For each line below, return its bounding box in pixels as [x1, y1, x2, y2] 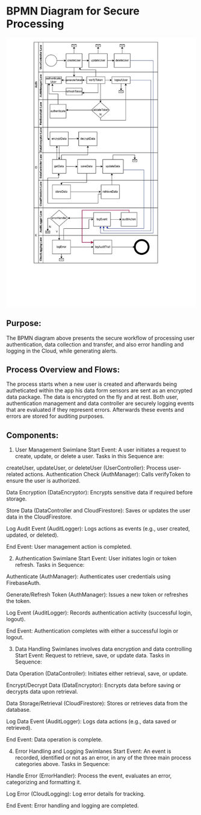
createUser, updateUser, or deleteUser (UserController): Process [6, 464, 167, 471]
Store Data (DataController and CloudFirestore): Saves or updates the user [6, 507, 191, 514]
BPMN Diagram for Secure [6, 4, 140, 18]
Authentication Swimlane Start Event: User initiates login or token [14, 555, 176, 562]
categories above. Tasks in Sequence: [14, 761, 110, 768]
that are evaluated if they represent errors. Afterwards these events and [6, 406, 185, 414]
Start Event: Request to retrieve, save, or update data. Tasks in [14, 652, 170, 659]
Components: [6, 430, 59, 440]
